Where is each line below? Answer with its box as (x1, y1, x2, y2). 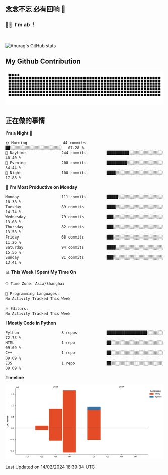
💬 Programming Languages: (5, 291, 59, 296)
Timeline (5, 375, 24, 381)
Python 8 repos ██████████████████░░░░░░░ (5, 330, 163, 335)
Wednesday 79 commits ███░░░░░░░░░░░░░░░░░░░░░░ (5, 215, 163, 220)
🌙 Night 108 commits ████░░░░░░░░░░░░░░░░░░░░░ (5, 170, 163, 176)
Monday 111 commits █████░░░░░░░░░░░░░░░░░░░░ (5, 195, 163, 200)
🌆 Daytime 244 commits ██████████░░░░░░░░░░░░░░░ (5, 150, 163, 156)
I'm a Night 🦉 (5, 130, 33, 136)
